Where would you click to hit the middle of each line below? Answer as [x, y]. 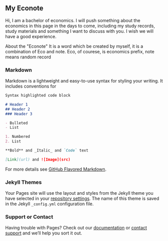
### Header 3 [19, 114]
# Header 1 [17, 104]
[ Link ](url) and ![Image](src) [38, 159]
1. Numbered [18, 137]
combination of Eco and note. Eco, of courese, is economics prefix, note [80, 51]
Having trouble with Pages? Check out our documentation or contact [76, 228]
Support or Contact [29, 217]
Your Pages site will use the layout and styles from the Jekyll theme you [79, 193]
